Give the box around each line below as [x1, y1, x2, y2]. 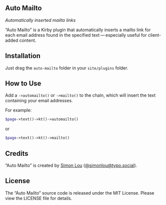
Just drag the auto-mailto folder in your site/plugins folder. [5, 65, 129, 71]
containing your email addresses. [5, 98, 73, 104]
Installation [5, 52, 41, 60]
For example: [5, 107, 32, 113]
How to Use [5, 79, 42, 88]
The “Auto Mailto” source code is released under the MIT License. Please [5, 190, 155, 196]
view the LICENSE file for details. [5, 195, 72, 201]
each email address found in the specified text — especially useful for [5, 32, 147, 38]
